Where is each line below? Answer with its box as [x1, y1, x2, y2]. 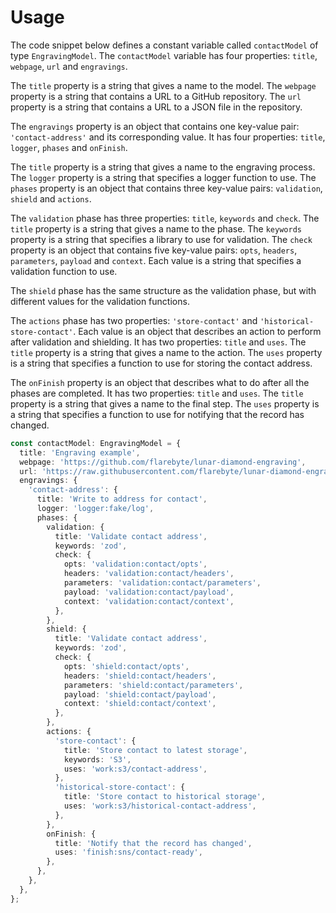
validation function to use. [10, 265, 118, 277]
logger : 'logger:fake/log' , [36, 504, 155, 514]
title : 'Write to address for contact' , [36, 494, 208, 505]
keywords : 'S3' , [63, 754, 132, 765]
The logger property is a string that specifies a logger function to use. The [10, 171, 317, 183]
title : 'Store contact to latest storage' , [63, 745, 248, 755]
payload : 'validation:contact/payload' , [63, 587, 235, 597]
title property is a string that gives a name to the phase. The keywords [10, 222, 302, 235]
